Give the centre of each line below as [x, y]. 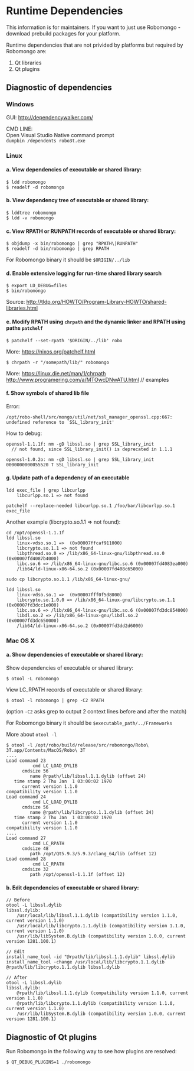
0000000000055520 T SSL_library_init [52, 465]
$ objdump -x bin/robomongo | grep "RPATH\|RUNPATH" [72, 244]
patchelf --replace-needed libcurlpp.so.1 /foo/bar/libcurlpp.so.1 [91, 506]
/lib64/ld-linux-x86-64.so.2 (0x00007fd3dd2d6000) [80, 626]
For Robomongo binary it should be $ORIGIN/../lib [68, 260]
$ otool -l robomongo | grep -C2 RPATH [55, 701]
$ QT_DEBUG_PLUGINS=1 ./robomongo [49, 1062]
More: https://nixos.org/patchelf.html [51, 351]
